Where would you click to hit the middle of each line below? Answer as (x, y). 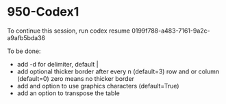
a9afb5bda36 (26, 37)
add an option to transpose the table (68, 93)
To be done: (24, 51)
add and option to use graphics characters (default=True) (98, 86)
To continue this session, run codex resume (68, 31)
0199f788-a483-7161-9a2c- (171, 31)
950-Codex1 (43, 12)
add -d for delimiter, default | (58, 64)
